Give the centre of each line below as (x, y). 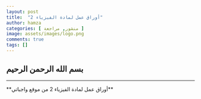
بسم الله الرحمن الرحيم (45, 69)
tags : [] (17, 45)
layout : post (22, 12)
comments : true (25, 39)
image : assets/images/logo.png (45, 34)
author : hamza (24, 23)
